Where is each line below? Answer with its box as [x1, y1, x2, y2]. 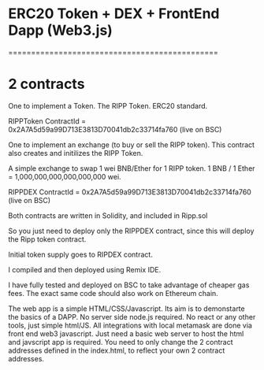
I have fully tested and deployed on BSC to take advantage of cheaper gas [8, 280, 250, 290]
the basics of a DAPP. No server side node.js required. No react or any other [8, 312, 256, 321]
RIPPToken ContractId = [8, 116, 87, 126]
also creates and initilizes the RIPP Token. [8, 148, 143, 157]
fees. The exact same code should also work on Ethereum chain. [8, 288, 218, 298]
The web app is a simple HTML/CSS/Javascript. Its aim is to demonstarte [8, 304, 246, 313]
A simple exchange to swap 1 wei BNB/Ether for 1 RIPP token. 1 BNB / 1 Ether [8, 163, 255, 173]
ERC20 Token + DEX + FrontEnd [8, 5, 220, 23]
